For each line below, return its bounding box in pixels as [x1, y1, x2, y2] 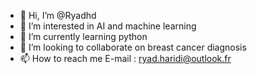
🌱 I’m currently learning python [19, 31, 148, 42]
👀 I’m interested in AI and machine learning [19, 20, 197, 32]
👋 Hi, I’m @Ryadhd [19, 10, 97, 21]
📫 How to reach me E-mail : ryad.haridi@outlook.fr [19, 53, 232, 64]
